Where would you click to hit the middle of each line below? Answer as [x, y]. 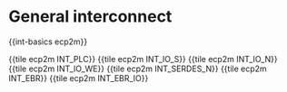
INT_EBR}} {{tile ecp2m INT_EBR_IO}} [79, 78]
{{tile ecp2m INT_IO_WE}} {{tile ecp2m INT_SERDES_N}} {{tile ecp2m [138, 69]
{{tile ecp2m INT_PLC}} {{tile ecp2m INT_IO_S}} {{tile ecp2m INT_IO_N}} [143, 59]
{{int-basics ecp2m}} [48, 41]
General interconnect [90, 17]
